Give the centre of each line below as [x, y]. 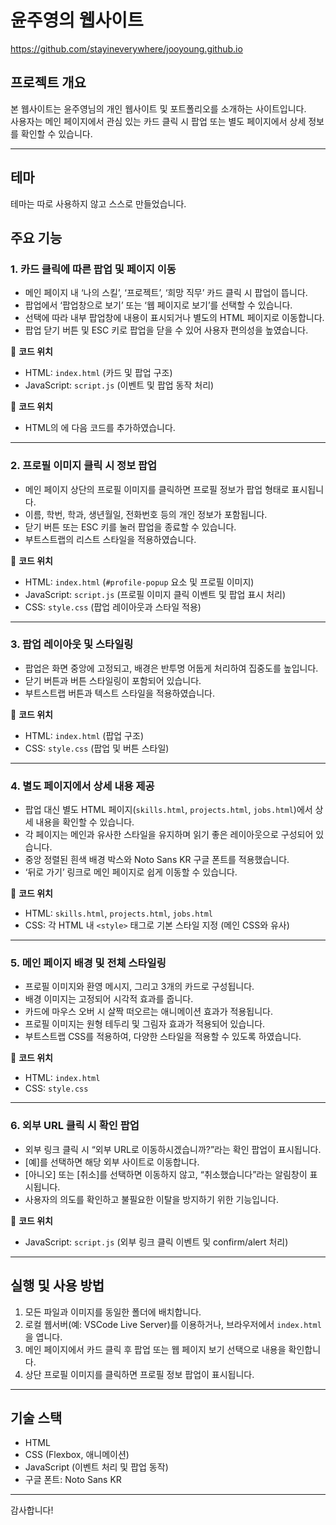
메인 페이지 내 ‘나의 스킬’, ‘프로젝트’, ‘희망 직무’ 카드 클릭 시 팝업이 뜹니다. [166, 293]
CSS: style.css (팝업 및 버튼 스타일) [97, 748]
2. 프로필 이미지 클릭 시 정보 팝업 [84, 466]
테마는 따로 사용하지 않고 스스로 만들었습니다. [98, 203]
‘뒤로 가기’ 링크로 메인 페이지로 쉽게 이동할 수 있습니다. [131, 872]
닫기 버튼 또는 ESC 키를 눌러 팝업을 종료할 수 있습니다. [130, 527]
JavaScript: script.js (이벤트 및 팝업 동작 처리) [119, 385]
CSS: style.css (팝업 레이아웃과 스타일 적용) [113, 607]
